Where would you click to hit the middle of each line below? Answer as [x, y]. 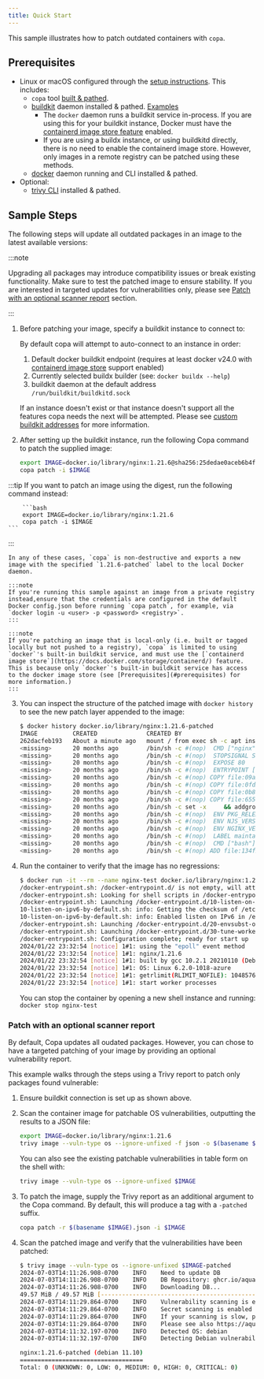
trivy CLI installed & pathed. [76, 191]
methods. [59, 165]
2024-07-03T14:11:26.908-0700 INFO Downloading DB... [120, 1288]
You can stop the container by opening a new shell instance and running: [137, 998]
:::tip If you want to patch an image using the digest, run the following [121, 485]
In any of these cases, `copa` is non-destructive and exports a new [125, 558]
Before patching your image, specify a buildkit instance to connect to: [132, 329]
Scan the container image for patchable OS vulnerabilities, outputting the [137, 1113]
